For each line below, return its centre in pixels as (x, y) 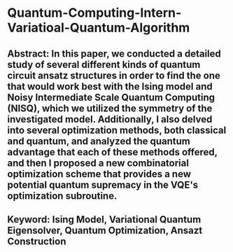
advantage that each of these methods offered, (113, 152)
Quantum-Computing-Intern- (94, 13)
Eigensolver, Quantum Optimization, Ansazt (105, 230)
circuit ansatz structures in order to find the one (114, 75)
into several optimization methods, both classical (117, 130)
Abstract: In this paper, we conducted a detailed (114, 54)
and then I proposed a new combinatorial (98, 163)
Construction (37, 241)
